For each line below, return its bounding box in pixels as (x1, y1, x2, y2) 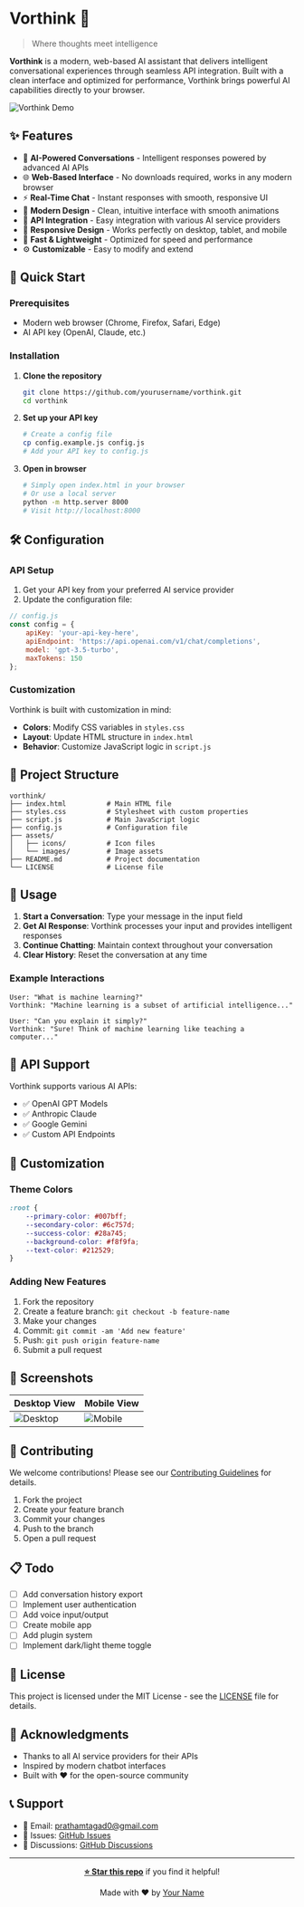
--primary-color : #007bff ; (25, 1212, 128, 1222)
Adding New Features (9, 1276, 107, 1289)
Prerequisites (9, 297, 70, 310)
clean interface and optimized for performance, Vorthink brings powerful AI (9, 74, 290, 85)
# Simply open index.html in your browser (22, 481, 185, 490)
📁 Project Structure (9, 767, 119, 782)
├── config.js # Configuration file (9, 823, 188, 832)
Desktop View (14, 1397, 76, 1410)
